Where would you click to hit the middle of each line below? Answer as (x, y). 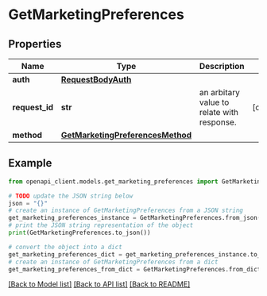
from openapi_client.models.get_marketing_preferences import (113, 181)
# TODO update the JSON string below (71, 196)
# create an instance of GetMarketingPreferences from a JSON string (126, 211)
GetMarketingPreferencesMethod (126, 135)
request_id (33, 107)
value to (214, 102)
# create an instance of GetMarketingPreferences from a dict (113, 262)
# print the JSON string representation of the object (101, 225)
